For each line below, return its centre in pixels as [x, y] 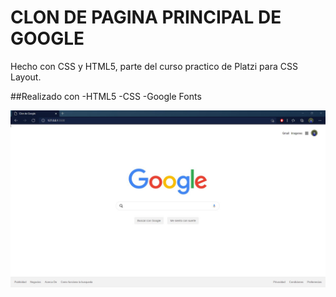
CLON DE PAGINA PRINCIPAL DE [146, 17]
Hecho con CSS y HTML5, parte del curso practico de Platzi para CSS [154, 66]
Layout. [26, 77]
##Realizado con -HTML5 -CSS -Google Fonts [106, 96]
